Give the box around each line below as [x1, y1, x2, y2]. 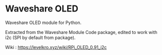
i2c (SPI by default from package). [5, 34, 76, 40]
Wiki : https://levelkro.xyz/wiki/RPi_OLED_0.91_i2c [5, 44, 107, 50]
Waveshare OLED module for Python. [5, 19, 82, 25]
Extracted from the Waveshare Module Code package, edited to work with [5, 29, 158, 35]
